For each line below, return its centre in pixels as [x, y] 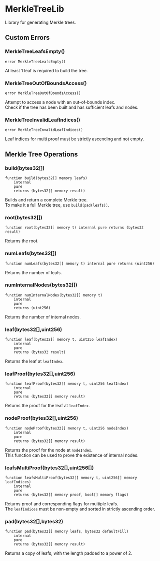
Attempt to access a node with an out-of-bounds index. [60, 102]
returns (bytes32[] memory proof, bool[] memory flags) [71, 495]
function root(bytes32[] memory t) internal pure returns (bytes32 [74, 228]
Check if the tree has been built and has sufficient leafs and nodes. [72, 107]
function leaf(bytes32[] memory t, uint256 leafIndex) [61, 340]
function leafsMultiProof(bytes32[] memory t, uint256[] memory [71, 478]
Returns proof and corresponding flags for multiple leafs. [62, 504]
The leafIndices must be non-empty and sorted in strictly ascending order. [80, 509]
